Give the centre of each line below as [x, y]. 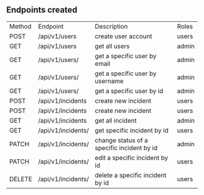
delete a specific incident [131, 175]
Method [20, 26]
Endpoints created [42, 10]
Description [111, 26]
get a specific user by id [129, 91]
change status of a [121, 140]
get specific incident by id [132, 130]
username [109, 81]
